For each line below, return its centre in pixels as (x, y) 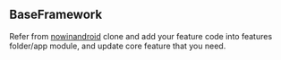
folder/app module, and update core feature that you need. (118, 46)
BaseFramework (56, 15)
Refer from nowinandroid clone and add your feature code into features (141, 36)
